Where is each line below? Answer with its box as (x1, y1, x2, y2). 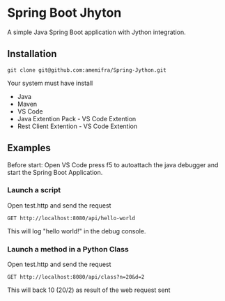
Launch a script (7, 185, 61, 195)
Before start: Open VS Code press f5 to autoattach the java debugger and (7, 160, 219, 169)
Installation (7, 48, 57, 60)
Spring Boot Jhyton (7, 5, 122, 21)
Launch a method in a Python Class (7, 244, 129, 254)
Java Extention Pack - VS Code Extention (17, 114, 137, 123)
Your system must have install (7, 79, 93, 87)
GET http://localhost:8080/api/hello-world (7, 215, 136, 222)
